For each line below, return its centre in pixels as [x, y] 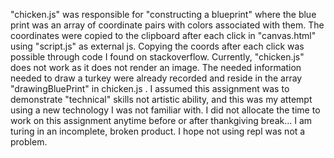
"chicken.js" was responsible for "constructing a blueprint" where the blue [163, 14]
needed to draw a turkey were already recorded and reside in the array [156, 78]
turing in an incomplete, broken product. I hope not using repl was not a [158, 131]
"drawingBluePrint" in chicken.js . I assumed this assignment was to [150, 88]
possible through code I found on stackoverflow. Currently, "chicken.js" [157, 57]
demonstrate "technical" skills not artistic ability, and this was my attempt [161, 99]
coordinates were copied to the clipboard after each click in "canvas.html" [163, 35]
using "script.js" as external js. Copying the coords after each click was [157, 46]
